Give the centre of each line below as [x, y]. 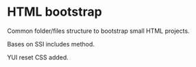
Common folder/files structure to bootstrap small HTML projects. [98, 31]
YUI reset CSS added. [38, 57]
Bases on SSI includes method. [51, 44]
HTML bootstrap [55, 12]
